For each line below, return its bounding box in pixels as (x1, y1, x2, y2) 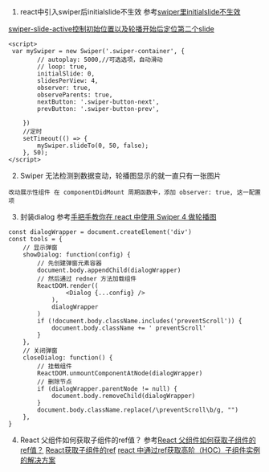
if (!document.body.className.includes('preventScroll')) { (37, 317, 243, 325)
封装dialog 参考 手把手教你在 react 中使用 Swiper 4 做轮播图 (19, 212, 217, 221)
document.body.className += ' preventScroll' (51, 324, 206, 332)
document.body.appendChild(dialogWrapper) (37, 266, 181, 274)
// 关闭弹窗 (22, 347, 58, 355)
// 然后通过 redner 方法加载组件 (37, 275, 137, 283)
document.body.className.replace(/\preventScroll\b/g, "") (37, 406, 239, 414)
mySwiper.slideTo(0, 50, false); (37, 142, 149, 150)
